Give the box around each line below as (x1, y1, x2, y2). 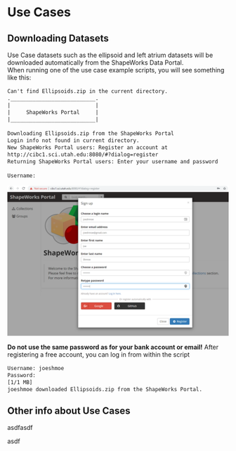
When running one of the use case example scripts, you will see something (7, 66, 225, 74)
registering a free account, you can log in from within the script (7, 350, 190, 359)
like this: (7, 73, 32, 82)
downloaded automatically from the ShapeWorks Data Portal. (7, 58, 184, 67)
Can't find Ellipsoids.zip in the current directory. (7, 88, 169, 95)
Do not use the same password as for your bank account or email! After (7, 343, 219, 351)
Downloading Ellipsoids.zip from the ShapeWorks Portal (7, 130, 174, 137)
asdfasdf (7, 424, 33, 432)
